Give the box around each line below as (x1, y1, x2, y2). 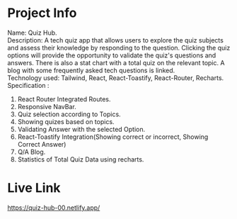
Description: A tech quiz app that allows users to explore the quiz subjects (7, 35, 224, 44)
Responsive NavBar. (17, 102, 76, 111)
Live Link (7, 180, 62, 196)
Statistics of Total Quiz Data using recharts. (17, 155, 144, 164)
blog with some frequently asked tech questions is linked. (7, 66, 175, 74)
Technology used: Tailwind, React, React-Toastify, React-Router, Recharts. (7, 73, 224, 82)
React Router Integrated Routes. (17, 94, 111, 103)
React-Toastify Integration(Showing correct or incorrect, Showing (17, 133, 209, 141)
